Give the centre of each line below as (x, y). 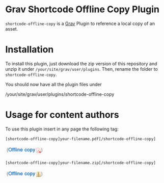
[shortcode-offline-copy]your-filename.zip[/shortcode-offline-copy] (81, 163)
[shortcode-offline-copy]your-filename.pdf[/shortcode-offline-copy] (81, 139)
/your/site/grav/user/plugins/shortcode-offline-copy (60, 94)
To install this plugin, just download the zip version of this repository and (81, 63)
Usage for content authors (62, 115)
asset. (12, 29)
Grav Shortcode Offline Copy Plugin (82, 9)
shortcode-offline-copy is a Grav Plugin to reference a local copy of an (80, 23)
